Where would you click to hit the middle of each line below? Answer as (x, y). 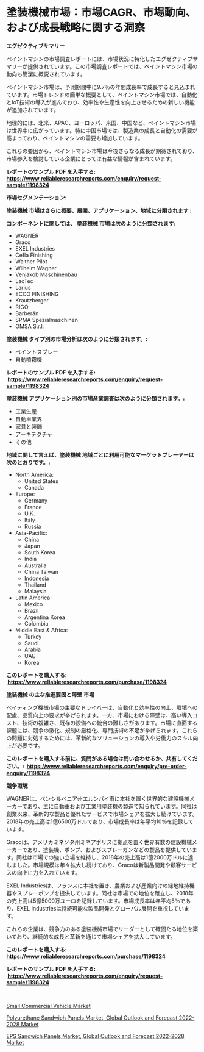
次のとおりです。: (28, 462)
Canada (34, 487)
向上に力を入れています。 (49, 872)
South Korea (40, 552)
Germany (36, 500)
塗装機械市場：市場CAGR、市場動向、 (101, 13)
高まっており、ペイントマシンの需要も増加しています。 (75, 138)
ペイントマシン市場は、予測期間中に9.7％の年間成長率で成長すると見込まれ (101, 87)
